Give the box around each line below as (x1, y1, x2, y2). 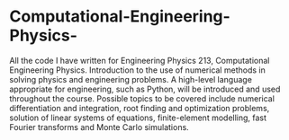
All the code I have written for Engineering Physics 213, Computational (9, 55, 270, 66)
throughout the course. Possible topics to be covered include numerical (9, 92, 275, 104)
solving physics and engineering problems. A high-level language (9, 74, 252, 84)
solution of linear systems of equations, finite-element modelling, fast (9, 112, 267, 123)
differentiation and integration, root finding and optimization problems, (9, 102, 270, 113)
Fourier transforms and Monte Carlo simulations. (9, 121, 189, 132)
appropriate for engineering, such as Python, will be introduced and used (9, 83, 281, 94)
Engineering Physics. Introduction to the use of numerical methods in (9, 65, 266, 75)
